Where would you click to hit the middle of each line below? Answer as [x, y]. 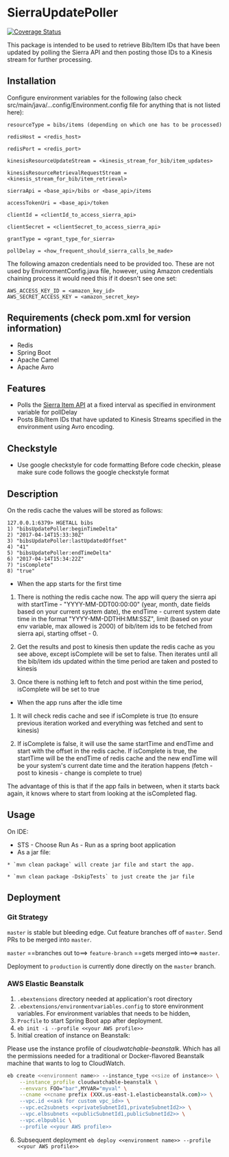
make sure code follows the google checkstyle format [93, 472]
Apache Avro [35, 367]
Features [26, 388]
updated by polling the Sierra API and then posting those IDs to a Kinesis [110, 52]
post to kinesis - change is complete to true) [80, 773]
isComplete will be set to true [58, 689]
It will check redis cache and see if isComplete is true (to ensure [108, 716]
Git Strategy [27, 918]
